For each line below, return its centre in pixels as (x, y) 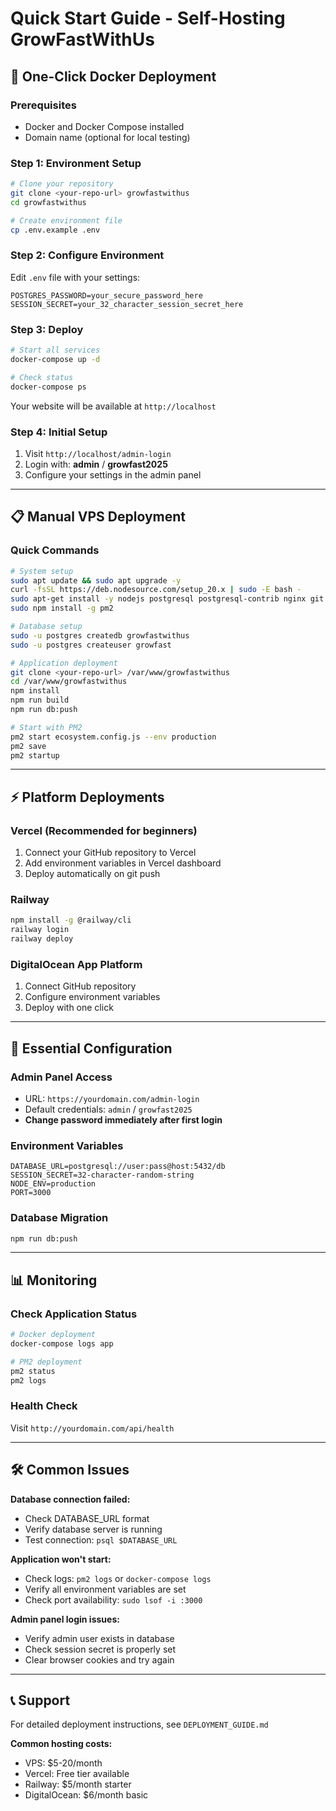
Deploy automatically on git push (92, 874)
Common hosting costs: (61, 1744)
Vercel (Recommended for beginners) (104, 830)
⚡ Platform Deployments (87, 797)
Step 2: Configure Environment (87, 255)
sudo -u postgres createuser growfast (91, 645)
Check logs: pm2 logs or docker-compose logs (118, 1578)
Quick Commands (55, 550)
